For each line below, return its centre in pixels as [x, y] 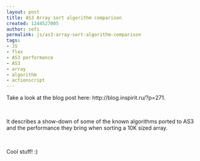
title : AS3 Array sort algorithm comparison [64, 18]
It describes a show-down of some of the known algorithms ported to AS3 [100, 122]
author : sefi [23, 29]
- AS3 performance [30, 58]
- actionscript [26, 80]
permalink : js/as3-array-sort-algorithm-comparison [74, 35]
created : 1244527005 [33, 23]
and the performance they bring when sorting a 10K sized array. [87, 128]
